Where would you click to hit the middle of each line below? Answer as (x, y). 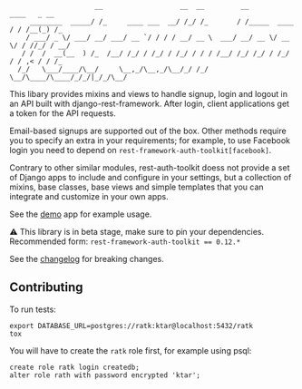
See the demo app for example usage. (81, 214)
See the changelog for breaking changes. (87, 259)
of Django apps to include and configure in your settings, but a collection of (151, 177)
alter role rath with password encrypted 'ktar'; (105, 375)
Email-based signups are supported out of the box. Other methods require (148, 131)
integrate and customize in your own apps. (89, 196)
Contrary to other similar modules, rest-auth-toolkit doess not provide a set (150, 168)
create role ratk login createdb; (75, 367)
